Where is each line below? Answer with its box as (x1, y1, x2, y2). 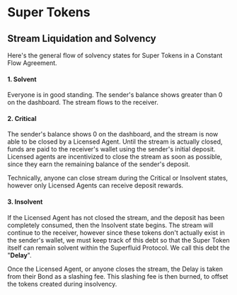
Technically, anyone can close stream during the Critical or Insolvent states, (7, 174, 229, 183)
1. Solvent (7, 75, 37, 83)
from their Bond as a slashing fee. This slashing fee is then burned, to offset (7, 272, 229, 280)
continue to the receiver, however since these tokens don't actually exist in (7, 228, 225, 237)
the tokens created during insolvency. (7, 279, 117, 288)
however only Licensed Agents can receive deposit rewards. (7, 181, 184, 190)
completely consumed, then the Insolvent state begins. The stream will (7, 221, 214, 229)
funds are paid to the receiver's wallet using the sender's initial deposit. (7, 145, 216, 154)
